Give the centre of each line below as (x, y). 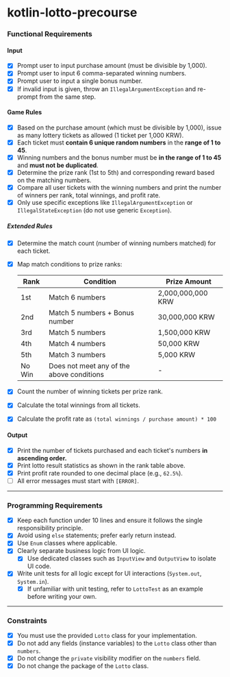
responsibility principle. (50, 528)
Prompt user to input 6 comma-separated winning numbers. (102, 73)
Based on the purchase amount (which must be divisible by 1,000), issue (119, 127)
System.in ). (33, 581)
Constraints (27, 620)
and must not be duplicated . (58, 165)
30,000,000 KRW (186, 317)
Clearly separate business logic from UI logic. (81, 551)
